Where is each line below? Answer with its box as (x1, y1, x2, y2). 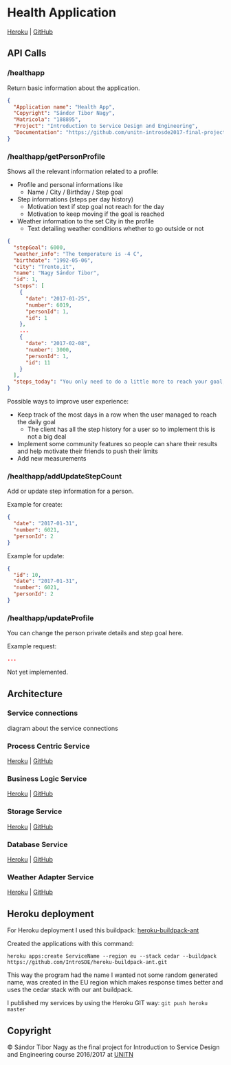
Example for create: (7, 501, 63, 509)
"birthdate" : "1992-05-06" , (13, 256, 94, 264)
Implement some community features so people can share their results (16, 440, 218, 448)
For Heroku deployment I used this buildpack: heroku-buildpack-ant (7, 926, 199, 934)
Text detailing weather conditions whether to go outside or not (27, 225, 204, 233)
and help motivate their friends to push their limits (16, 447, 158, 455)
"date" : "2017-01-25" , (25, 295, 91, 302)
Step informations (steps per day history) (16, 195, 134, 204)
